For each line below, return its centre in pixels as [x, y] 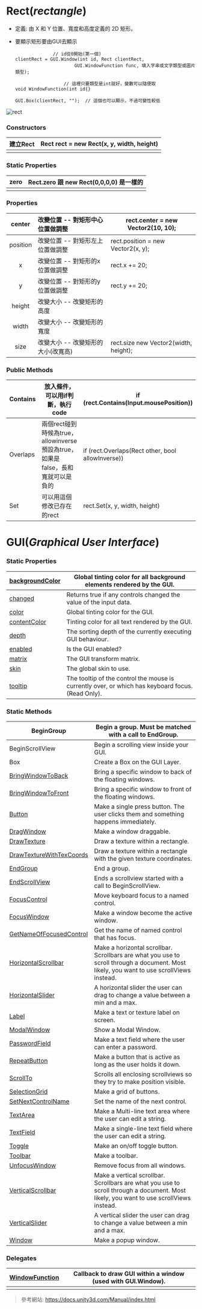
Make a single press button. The [139, 807]
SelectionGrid [29, 1091]
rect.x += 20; [129, 265]
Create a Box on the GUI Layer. [138, 762]
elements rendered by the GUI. [130, 585]
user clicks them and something [139, 814]
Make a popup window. [127, 1240]
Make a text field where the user [139, 1039]
